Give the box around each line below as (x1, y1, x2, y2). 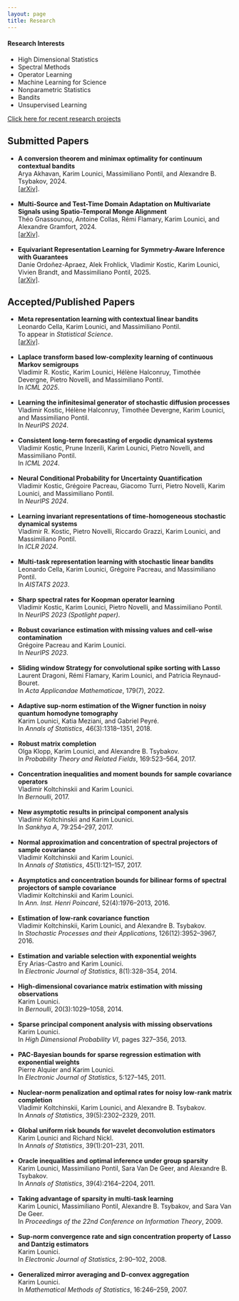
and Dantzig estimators (17, 1240, 89, 1249)
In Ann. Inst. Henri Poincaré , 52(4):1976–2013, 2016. (17, 898, 171, 907)
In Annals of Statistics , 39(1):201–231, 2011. (17, 1141, 145, 1150)
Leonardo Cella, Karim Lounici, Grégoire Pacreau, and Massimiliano (17, 565, 216, 574)
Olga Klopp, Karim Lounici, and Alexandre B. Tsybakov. (17, 747, 180, 756)
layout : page (7, 10, 46, 18)
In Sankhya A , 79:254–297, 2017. (17, 823, 113, 831)
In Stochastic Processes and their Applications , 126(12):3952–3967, (17, 929, 217, 938)
